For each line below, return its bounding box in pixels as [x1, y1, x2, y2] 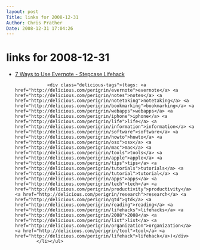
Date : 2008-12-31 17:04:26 [6, 25, 73, 32]
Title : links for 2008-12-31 [6, 14, 79, 20]
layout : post [6, 8, 39, 15]
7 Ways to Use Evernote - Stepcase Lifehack [14, 71, 125, 78]
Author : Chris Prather [6, 20, 63, 26]
